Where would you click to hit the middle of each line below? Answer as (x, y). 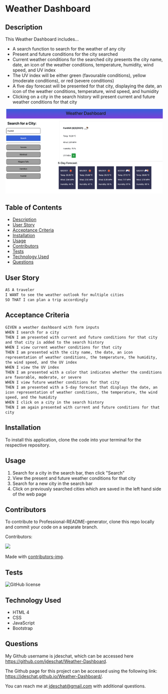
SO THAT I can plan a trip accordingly (47, 300)
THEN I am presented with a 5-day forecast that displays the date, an (81, 387)
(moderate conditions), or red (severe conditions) (63, 81)
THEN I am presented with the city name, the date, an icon (69, 352)
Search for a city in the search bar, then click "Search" (68, 472)
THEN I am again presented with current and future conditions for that (82, 407)
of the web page (29, 494)
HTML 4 (21, 612)
